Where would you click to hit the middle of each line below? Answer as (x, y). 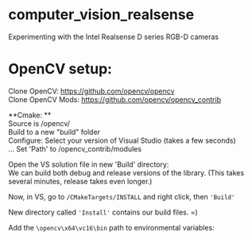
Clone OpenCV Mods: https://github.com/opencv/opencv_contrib (114, 99)
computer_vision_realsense (101, 15)
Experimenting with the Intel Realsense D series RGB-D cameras (114, 37)
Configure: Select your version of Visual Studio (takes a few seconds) (122, 140)
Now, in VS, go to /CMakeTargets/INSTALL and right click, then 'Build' (122, 196)
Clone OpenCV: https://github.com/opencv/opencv (91, 91)
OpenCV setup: (60, 69)
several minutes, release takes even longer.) (80, 181)
